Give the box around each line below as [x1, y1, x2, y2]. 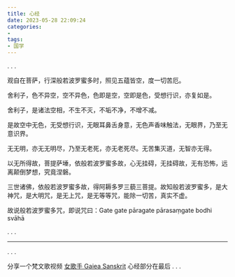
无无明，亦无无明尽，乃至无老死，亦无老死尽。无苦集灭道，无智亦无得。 [7, 144, 215, 152]
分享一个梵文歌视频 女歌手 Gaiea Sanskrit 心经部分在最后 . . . [7, 262, 182, 270]
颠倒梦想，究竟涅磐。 [13, 168, 75, 176]
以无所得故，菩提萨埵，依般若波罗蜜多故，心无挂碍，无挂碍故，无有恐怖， [7, 159, 222, 167]
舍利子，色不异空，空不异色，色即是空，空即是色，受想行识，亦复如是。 [7, 91, 215, 99]
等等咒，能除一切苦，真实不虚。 [99, 191, 191, 200]
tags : [7, 36, 23, 43]
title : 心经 [7, 10, 40, 17]
